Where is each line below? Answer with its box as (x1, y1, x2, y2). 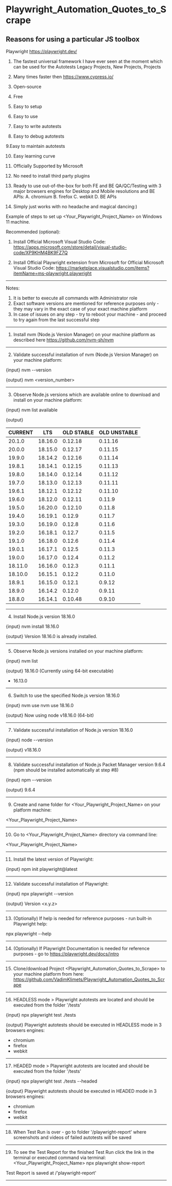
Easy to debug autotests (13, 133, 64, 139)
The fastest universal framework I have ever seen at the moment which (13, 58, 163, 64)
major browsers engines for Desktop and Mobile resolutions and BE (13, 188, 155, 194)
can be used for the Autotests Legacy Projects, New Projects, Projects (13, 64, 161, 70)
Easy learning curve (13, 153, 56, 159)
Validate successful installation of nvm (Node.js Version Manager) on (13, 352, 159, 358)
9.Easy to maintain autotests (6, 143, 65, 149)
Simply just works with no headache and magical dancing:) (13, 204, 137, 209)
